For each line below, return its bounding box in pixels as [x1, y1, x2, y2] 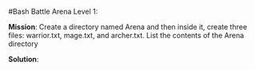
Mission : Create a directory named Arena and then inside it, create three [8, 22, 248, 31]
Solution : [8, 55, 39, 64]
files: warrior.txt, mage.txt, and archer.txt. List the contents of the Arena [8, 31, 245, 40]
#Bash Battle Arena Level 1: [8, 7, 98, 16]
